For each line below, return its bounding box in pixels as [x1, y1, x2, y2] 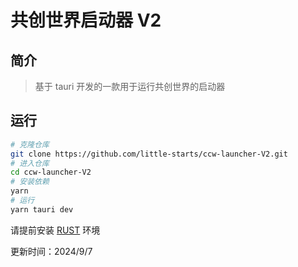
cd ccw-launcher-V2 [10, 167, 92, 178]
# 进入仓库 [10, 158, 50, 168]
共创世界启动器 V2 [10, 9, 162, 32]
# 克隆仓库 [10, 139, 50, 150]
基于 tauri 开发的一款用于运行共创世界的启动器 [34, 81, 226, 92]
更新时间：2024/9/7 [10, 245, 93, 257]
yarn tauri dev [10, 204, 74, 215]
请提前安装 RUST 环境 [10, 224, 101, 236]
